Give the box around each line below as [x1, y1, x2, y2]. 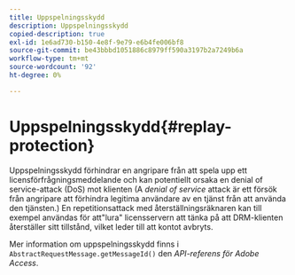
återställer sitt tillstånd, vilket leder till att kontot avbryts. [9, 221, 213, 232]
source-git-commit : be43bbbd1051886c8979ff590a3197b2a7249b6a [9, 46, 244, 55]
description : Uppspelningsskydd [9, 21, 128, 30]
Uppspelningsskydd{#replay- [9, 116, 232, 137]
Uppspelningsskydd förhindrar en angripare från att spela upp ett [9, 165, 248, 176]
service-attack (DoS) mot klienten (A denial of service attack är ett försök [9, 184, 277, 194]
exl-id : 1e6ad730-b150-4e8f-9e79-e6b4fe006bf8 [9, 37, 184, 47]
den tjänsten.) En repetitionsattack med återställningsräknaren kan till [9, 202, 262, 213]
